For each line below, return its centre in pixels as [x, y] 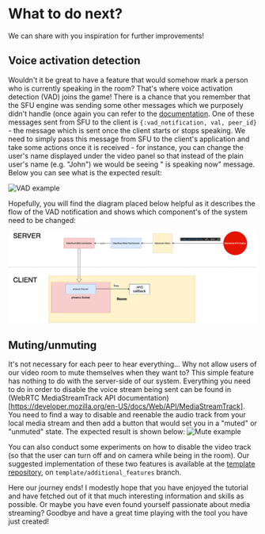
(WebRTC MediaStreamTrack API [62, 398]
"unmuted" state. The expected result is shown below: [97, 432]
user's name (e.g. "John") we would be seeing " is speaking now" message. [132, 164]
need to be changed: [42, 220]
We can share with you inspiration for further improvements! [106, 36]
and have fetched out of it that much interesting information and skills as [126, 496]
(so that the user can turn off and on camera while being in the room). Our [129, 455]
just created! [28, 521]
